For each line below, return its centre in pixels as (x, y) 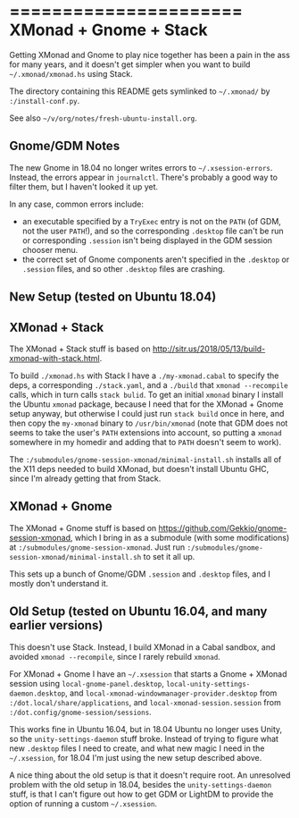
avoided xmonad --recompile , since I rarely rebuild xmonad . (115, 656)
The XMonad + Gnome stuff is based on (83, 527)
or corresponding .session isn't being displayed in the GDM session (147, 240)
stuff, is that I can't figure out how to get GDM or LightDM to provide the (141, 794)
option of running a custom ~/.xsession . (83, 803)
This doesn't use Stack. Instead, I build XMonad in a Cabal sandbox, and (142, 647)
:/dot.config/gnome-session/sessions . (80, 712)
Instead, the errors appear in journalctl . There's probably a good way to (144, 177)
